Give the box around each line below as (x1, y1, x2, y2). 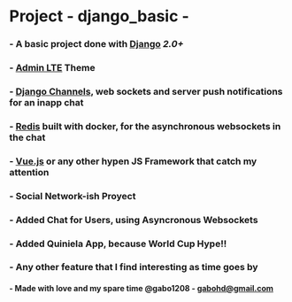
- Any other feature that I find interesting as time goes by (9, 261, 258, 274)
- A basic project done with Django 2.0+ (9, 38, 184, 50)
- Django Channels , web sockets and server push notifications (9, 85, 283, 97)
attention (9, 166, 50, 178)
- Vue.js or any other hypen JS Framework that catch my (9, 155, 257, 167)
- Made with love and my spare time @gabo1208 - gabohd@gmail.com (9, 283, 274, 294)
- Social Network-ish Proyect (9, 190, 136, 202)
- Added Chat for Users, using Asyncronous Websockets (9, 213, 258, 226)
